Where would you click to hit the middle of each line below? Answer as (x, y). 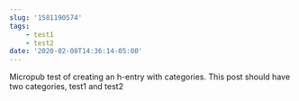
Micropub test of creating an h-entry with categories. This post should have (150, 77)
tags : (19, 26)
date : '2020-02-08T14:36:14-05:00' (76, 51)
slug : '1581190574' (46, 18)
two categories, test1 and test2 (67, 87)
